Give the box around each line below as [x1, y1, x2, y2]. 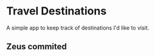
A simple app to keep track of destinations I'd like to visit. [6, 24, 150, 31]
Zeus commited [6, 42, 67, 52]
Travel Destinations [6, 4, 107, 18]
